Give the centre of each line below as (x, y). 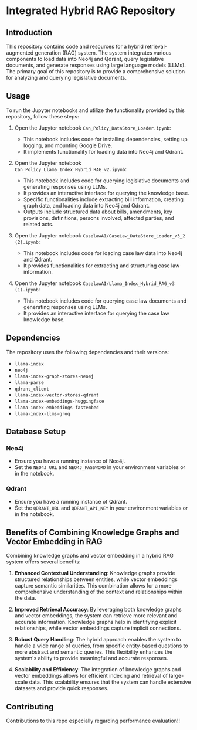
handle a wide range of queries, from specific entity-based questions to (101, 646)
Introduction (29, 33)
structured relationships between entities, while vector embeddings (96, 579)
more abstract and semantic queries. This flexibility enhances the (94, 652)
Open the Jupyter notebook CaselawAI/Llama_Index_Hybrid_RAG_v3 (94, 283)
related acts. (38, 224)
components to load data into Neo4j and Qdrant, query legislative (85, 59)
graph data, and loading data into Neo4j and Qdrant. (86, 205)
